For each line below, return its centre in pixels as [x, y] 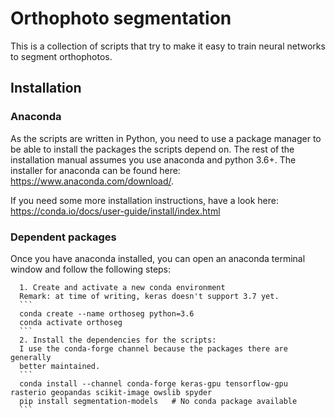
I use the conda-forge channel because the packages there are [153, 348]
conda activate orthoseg [71, 322]
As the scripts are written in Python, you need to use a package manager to [166, 138]
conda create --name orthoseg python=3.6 [107, 313]
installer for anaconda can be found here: [95, 170]
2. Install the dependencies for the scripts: [118, 340]
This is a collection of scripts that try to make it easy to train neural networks [168, 46]
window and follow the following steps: [91, 269]
